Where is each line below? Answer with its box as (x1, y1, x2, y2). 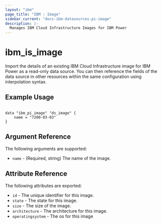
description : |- (5, 21, 39, 26)
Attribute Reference (5, 170, 68, 178)
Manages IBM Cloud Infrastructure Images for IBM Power (9, 26, 127, 31)
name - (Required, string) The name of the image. (12, 155, 111, 161)
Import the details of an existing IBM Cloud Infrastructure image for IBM (5, 63, 151, 69)
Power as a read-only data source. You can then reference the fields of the (5, 69, 158, 75)
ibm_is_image (5, 47, 63, 58)
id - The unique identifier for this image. (12, 192, 94, 198)
